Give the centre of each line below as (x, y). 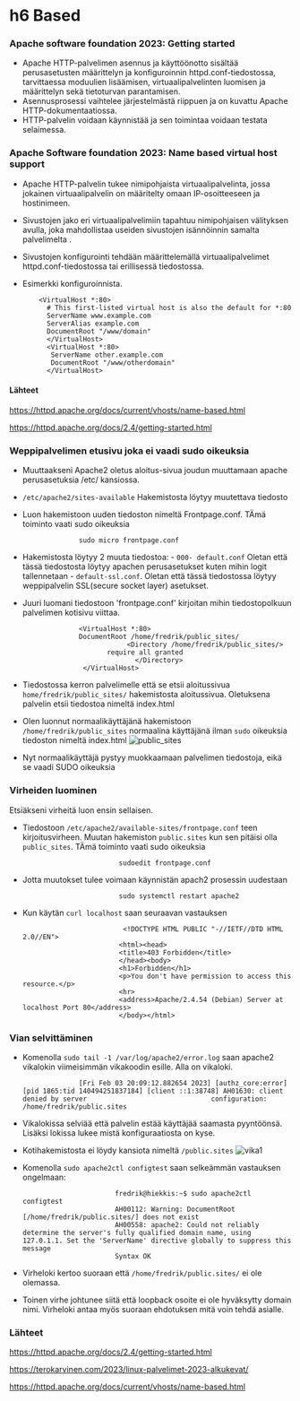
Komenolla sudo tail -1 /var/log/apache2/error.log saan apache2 (148, 1057)
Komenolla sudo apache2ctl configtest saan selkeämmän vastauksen (151, 1167)
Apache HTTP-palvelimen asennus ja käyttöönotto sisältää (130, 63)
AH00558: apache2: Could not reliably (187, 1224)
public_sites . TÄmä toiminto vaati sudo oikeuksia (114, 846)
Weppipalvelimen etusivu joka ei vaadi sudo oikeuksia (129, 451)
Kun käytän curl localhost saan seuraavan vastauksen (124, 912)
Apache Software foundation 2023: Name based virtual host (143, 153)
